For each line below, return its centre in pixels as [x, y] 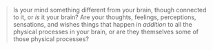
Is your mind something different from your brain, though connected [110, 10]
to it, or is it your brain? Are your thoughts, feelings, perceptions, [104, 17]
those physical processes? [51, 39]
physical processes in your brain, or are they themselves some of [106, 32]
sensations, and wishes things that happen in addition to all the [102, 24]
